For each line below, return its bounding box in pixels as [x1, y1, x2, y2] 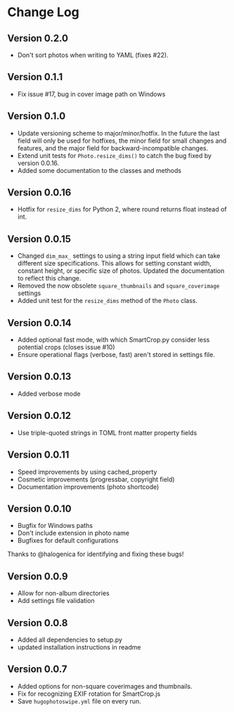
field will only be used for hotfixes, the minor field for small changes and [17, 136, 227, 145]
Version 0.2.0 [7, 32, 69, 44]
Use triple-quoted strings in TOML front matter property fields [17, 428, 197, 436]
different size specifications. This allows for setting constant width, [17, 259, 212, 268]
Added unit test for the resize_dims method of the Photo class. [17, 297, 198, 305]
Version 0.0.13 [7, 370, 72, 383]
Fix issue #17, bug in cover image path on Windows [17, 89, 166, 98]
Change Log [7, 4, 79, 20]
